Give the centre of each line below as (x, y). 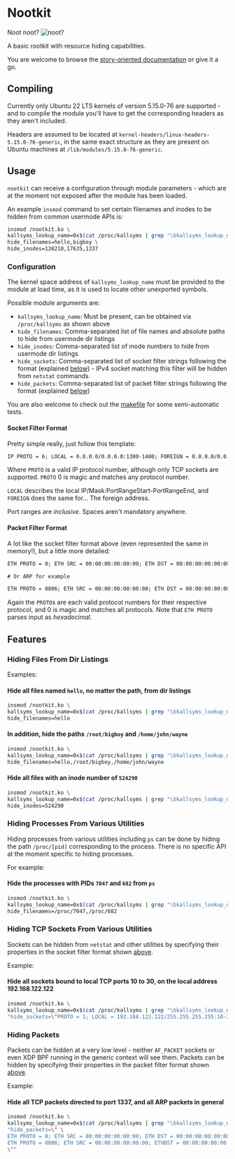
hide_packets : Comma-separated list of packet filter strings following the (122, 384)
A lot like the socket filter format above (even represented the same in (108, 543)
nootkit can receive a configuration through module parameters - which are (117, 188)
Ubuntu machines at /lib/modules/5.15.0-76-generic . (85, 149)
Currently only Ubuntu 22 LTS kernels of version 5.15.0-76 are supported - (114, 106)
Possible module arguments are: (54, 303)
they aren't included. (37, 120)
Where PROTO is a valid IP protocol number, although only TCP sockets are (113, 470)
